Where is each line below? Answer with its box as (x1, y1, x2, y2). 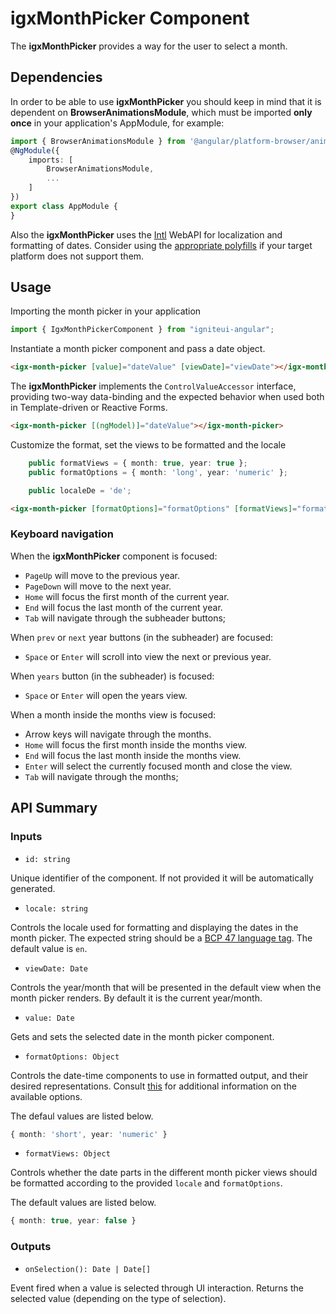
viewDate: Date (24, 963, 89, 974)
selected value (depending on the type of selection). (10, 1292, 227, 1304)
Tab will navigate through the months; (24, 770, 179, 782)
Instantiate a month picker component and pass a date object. (10, 343, 266, 355)
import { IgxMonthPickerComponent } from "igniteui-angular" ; (10, 325, 275, 335)
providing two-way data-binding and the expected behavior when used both (10, 391, 325, 403)
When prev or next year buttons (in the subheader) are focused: (10, 631, 274, 643)
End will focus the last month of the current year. (24, 601, 223, 613)
